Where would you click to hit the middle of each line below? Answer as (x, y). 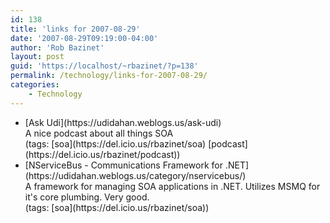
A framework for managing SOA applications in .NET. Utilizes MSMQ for (172, 186)
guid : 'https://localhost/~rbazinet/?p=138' (104, 66)
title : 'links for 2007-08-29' (75, 29)
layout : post (37, 57)
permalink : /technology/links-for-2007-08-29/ (109, 76)
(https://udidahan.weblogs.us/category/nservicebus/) (135, 175)
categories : (35, 85)
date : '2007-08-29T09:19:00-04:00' (84, 38)
